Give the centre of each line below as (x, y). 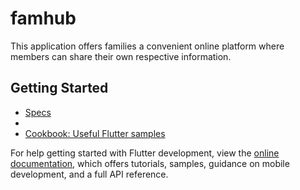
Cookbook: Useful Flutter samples (95, 133)
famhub (43, 18)
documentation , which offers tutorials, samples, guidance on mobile (150, 163)
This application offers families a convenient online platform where (147, 46)
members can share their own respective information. (121, 56)
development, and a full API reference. (89, 174)
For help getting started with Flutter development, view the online (145, 153)
